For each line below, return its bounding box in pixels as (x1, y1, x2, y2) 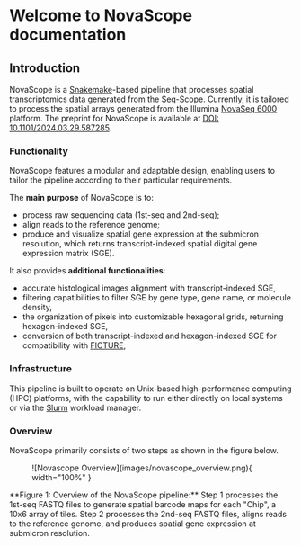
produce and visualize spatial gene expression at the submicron (22, 228, 259, 239)
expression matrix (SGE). (22, 248, 115, 259)
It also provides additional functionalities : (9, 265, 166, 276)
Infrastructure (9, 363, 73, 375)
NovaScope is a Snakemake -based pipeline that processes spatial (9, 85, 254, 94)
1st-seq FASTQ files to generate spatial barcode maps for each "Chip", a (9, 498, 277, 509)
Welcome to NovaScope (9, 5, 193, 26)
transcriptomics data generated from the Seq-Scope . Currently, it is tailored (9, 94, 289, 104)
